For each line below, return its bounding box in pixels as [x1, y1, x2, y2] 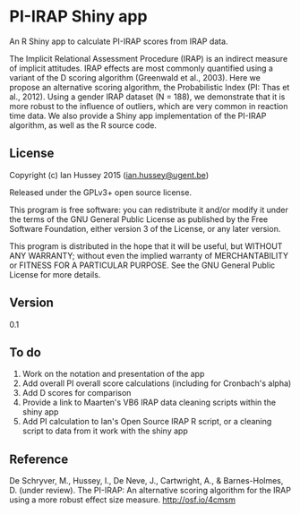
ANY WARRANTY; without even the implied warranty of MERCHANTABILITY [9, 250, 289, 261]
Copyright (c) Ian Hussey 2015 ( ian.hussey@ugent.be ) [9, 169, 209, 180]
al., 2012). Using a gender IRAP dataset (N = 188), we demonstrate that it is [9, 91, 286, 102]
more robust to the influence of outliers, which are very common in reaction [9, 100, 288, 111]
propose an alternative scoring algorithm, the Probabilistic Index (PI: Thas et [9, 81, 290, 92]
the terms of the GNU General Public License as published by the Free [9, 213, 269, 225]
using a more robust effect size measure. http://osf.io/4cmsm [9, 494, 236, 505]
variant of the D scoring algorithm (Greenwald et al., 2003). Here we [9, 72, 261, 82]
